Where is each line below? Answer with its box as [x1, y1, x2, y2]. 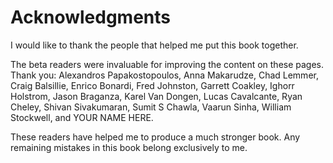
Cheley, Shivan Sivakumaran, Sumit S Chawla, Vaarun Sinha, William [10, 101, 292, 113]
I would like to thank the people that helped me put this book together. [10, 39, 299, 51]
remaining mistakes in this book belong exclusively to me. [10, 141, 248, 153]
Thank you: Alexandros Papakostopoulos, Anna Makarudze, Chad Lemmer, [10, 69, 319, 81]
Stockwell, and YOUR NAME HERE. [10, 111, 154, 123]
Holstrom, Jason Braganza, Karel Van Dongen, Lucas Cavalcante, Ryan [10, 90, 303, 102]
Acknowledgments [10, 6, 172, 29]
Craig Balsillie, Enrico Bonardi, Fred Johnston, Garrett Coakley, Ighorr [10, 79, 295, 91]
